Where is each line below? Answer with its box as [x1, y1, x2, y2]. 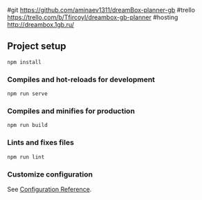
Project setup [7, 41, 67, 52]
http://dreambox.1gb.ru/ [7, 21, 75, 28]
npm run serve [7, 90, 48, 97]
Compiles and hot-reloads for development [7, 74, 156, 84]
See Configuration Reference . [7, 186, 92, 193]
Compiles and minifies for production [7, 106, 135, 116]
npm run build [7, 122, 48, 129]
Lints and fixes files [7, 138, 75, 148]
